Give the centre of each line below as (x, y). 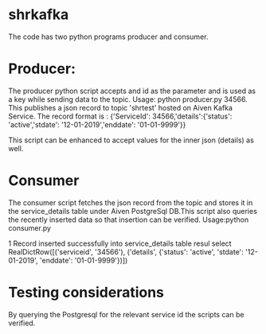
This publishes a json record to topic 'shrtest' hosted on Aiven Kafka (121, 107)
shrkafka (39, 15)
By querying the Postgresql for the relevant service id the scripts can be (126, 314)
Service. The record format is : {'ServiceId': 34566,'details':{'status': (120, 116)
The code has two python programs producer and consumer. (108, 37)
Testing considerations (86, 293)
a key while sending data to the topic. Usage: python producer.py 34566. (128, 99)
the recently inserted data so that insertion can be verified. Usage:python (129, 219)
